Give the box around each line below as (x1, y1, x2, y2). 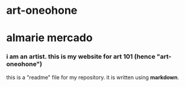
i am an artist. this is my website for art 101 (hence (6, 52, 155, 61)
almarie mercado (6, 31, 93, 45)
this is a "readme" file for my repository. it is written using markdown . (6, 73, 180, 81)
